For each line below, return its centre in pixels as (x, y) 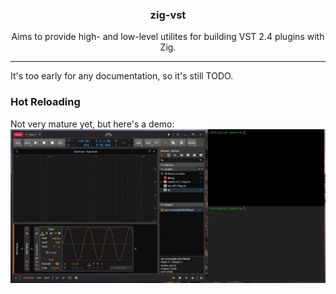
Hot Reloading (45, 102)
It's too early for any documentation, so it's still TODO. (122, 76)
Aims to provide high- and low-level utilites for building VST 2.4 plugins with (168, 37)
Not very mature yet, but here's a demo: (92, 124)
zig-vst (168, 15)
